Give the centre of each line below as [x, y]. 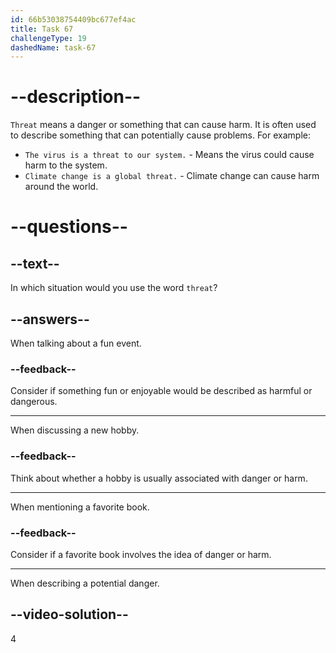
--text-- [35, 263]
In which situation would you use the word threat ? [114, 288]
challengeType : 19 [48, 38]
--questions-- [69, 227]
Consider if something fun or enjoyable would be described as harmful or [161, 391]
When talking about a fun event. [76, 343]
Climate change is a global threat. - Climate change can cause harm [172, 176]
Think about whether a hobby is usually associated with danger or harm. [159, 478]
